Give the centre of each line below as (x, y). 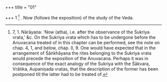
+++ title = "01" (21, 7)
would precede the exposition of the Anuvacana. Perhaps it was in (80, 58)
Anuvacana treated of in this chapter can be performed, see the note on (86, 42)
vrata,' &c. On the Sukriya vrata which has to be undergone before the (84, 37)
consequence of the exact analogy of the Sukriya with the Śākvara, (81, 64)
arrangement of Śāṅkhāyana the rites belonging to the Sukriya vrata (82, 53)
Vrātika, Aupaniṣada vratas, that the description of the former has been (85, 69)
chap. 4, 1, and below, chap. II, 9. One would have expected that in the (84, 48)
